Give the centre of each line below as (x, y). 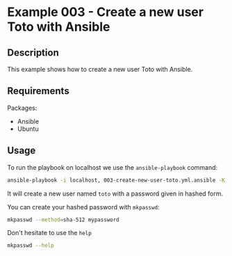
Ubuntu (28, 129)
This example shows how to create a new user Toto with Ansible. (100, 69)
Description (33, 53)
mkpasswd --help (31, 246)
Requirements (38, 91)
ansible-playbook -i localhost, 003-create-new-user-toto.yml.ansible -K (116, 180)
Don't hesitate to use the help (49, 233)
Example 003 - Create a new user (105, 12)
